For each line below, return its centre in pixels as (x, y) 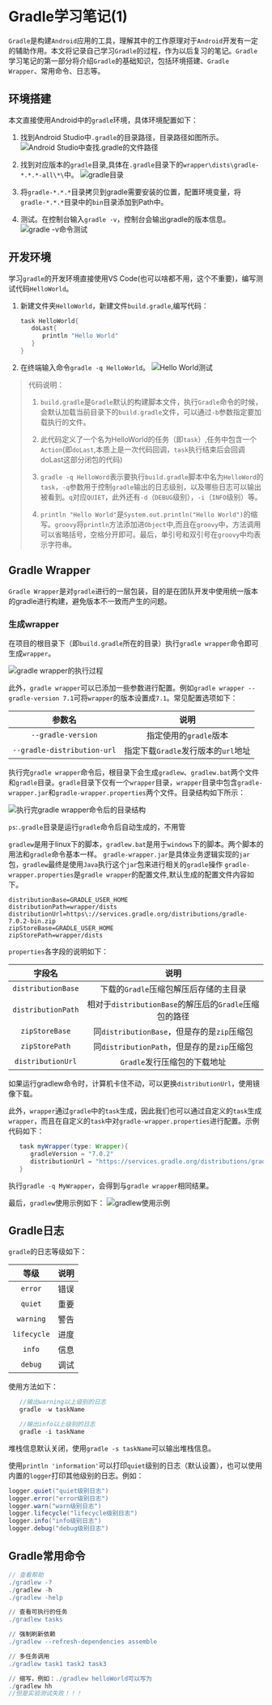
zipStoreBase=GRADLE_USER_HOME (61, 929)
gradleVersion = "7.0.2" (72, 1154)
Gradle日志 (36, 1230)
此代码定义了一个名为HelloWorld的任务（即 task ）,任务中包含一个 (149, 439)
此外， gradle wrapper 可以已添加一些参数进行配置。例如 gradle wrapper (127, 688)
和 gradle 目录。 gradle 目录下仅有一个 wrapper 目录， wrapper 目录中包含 (123, 783)
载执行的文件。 (65, 422)
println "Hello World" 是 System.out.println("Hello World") (142, 514)
